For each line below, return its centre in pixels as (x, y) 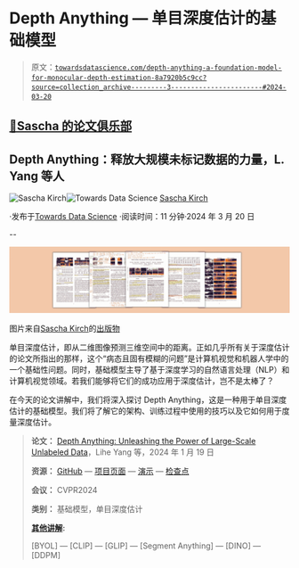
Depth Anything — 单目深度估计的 (135, 18)
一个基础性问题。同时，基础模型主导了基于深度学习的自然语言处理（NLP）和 (149, 370)
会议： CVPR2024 (64, 490)
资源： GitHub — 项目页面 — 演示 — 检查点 (110, 471)
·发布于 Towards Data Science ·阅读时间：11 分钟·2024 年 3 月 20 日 (132, 217)
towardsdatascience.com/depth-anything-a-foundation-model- (168, 68)
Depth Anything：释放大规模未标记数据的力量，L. (147, 159)
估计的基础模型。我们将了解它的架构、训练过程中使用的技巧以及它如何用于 (145, 411)
